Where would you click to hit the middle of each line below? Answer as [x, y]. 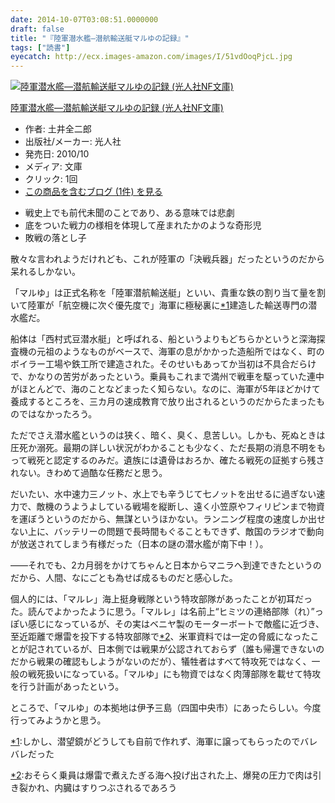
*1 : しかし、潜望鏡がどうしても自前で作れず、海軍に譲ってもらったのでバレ [164, 742]
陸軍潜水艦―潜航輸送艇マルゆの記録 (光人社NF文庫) [117, 108]
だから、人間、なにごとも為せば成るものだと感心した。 [124, 578]
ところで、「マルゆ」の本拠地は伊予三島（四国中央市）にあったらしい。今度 [166, 708]
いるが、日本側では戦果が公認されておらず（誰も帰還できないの [193, 649]
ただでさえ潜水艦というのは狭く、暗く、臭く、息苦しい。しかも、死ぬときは [168, 435]
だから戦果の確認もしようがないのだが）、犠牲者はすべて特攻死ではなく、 [161, 662]
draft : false [37, 29]
